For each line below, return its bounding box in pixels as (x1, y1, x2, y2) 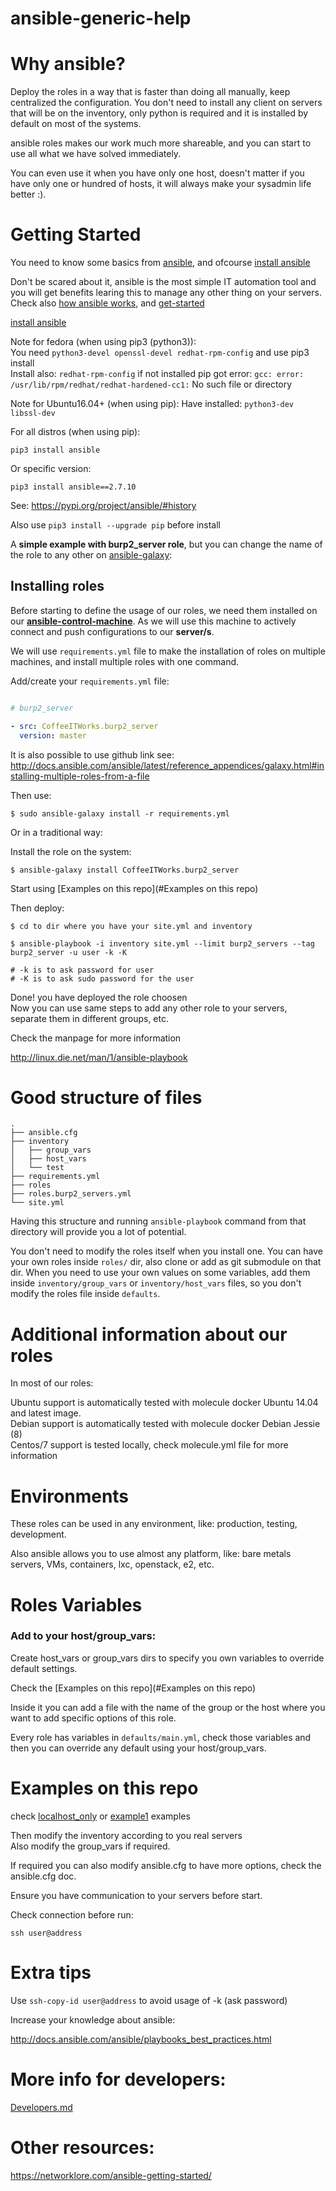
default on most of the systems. (10, 118, 142, 130)
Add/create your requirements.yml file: (10, 675, 170, 687)
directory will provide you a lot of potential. (10, 1226, 187, 1238)
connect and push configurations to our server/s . (10, 625, 215, 637)
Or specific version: (10, 463, 92, 475)
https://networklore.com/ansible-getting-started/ (10, 2169, 212, 2181)
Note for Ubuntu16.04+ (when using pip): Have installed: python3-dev (10, 398, 294, 410)
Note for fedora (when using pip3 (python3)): (10, 336, 197, 348)
